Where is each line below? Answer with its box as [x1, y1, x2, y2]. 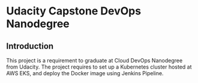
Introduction [6, 41, 54, 51]
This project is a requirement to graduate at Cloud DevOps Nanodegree [6, 57, 183, 64]
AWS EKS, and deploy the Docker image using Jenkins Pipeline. [6, 70, 164, 76]
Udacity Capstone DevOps [6, 4, 142, 18]
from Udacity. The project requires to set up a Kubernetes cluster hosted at [6, 63, 192, 70]
